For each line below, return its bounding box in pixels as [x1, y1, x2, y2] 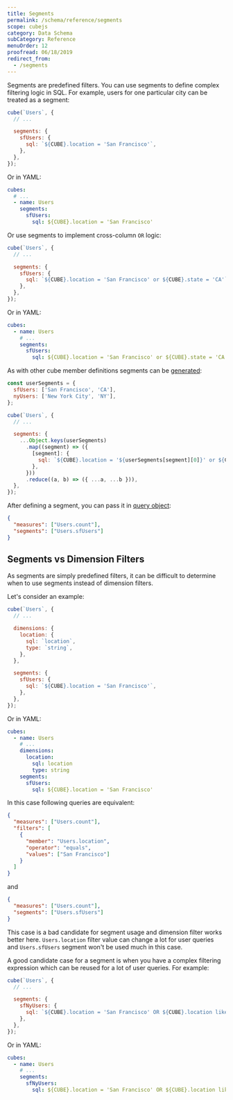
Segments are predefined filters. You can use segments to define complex [7, 81, 220, 89]
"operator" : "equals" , [25, 844, 92, 851]
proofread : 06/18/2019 [7, 49, 73, 56]
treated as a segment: [7, 95, 70, 104]
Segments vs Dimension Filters [7, 553, 145, 566]
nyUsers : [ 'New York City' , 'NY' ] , [13, 393, 116, 400]
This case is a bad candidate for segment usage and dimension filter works [7, 928, 223, 936]
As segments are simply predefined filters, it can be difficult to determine [7, 572, 216, 580]
